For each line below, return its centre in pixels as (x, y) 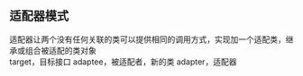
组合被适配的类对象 (60, 50)
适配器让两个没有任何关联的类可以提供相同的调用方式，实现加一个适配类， (147, 39)
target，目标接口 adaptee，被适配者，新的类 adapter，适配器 (123, 62)
